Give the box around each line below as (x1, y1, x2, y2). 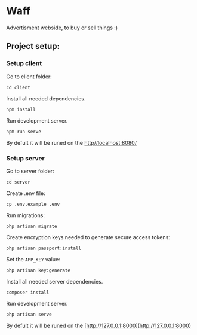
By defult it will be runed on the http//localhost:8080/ (6, 139, 137, 146)
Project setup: (6, 41, 60, 51)
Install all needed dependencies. (6, 95, 86, 102)
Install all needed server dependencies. (6, 278, 103, 285)
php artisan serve (6, 311, 52, 318)
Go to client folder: (6, 73, 52, 80)
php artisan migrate (6, 223, 58, 229)
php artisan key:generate (6, 267, 70, 273)
